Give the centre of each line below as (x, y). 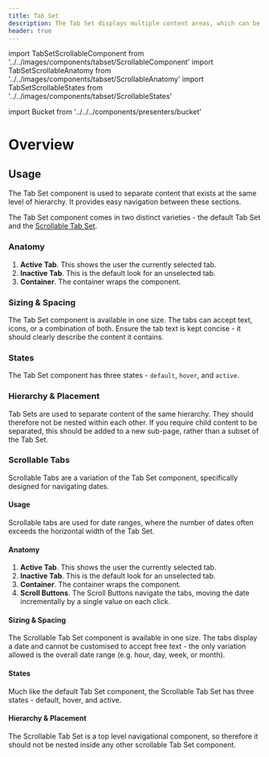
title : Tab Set (34, 16)
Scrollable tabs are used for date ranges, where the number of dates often (131, 523)
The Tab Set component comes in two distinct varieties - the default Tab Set (134, 217)
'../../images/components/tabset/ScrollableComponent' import (111, 62)
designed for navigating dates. (59, 486)
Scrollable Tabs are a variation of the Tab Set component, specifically (123, 477)
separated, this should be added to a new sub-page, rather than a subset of (134, 430)
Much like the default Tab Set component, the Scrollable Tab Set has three (131, 691)
